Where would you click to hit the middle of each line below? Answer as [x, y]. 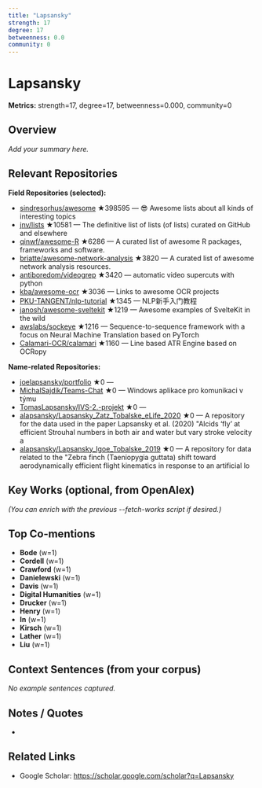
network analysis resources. [65, 266]
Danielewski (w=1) [50, 578]
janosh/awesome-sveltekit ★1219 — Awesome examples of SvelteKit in [135, 309]
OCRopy [33, 352]
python [31, 283]
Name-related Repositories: [54, 366]
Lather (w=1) [40, 636]
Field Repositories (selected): [57, 193]
